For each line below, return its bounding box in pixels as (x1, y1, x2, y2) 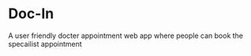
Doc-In (8, 5, 54, 23)
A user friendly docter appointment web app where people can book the (8, 31, 243, 40)
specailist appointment (8, 39, 83, 48)
